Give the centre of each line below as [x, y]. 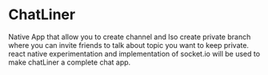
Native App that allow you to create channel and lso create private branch [130, 37]
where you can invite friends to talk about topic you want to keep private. [129, 45]
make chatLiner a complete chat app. [70, 62]
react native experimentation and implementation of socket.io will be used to [134, 53]
